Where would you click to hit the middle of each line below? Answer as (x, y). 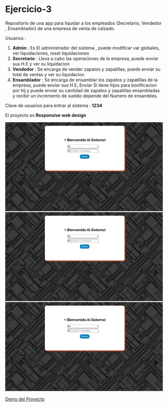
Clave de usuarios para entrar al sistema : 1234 (54, 105)
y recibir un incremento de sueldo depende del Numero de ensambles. (85, 96)
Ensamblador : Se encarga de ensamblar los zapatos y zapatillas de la (85, 80)
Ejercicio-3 (28, 9)
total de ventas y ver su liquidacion (48, 74)
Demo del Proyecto (25, 399)
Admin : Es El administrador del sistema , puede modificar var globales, (86, 48)
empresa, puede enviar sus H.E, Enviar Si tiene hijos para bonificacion (84, 85)
